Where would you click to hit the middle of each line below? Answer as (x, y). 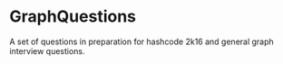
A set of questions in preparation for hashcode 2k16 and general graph (141, 41)
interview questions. (47, 50)
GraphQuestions (73, 17)
